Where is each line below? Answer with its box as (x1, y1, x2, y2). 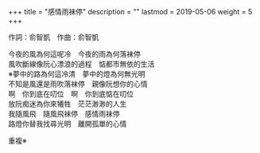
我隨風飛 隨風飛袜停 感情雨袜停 (8, 109, 120, 118)
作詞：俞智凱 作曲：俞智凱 (8, 33, 99, 41)
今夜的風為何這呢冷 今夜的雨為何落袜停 (8, 49, 141, 58)
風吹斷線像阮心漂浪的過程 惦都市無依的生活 (8, 59, 155, 69)
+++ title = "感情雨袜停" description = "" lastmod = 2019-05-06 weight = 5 (8, 7, 253, 16)
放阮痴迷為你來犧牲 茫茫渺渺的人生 (8, 99, 127, 108)
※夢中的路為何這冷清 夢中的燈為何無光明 (8, 69, 146, 78)
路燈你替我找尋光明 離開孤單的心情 (8, 119, 127, 128)
